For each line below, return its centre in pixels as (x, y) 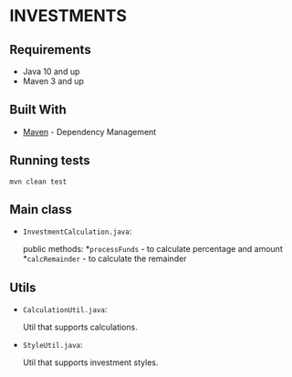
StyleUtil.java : (53, 345)
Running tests (50, 161)
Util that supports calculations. (80, 327)
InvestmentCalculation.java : (77, 231)
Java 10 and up (51, 71)
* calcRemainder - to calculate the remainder (104, 259)
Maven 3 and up (53, 81)
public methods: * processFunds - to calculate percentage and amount (152, 249)
